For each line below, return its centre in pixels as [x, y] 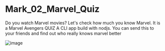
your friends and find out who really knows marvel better [63, 33]
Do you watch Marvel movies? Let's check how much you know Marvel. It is [83, 23]
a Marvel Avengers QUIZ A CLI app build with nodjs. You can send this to [80, 28]
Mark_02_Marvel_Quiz [52, 9]
